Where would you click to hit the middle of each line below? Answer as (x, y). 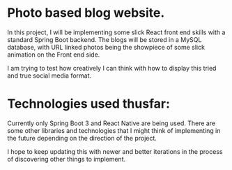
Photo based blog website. (86, 13)
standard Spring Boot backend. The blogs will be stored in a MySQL (105, 39)
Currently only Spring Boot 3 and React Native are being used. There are (111, 123)
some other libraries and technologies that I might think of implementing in (114, 130)
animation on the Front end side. (54, 55)
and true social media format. (49, 76)
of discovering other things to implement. (67, 159)
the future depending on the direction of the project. (82, 138)
